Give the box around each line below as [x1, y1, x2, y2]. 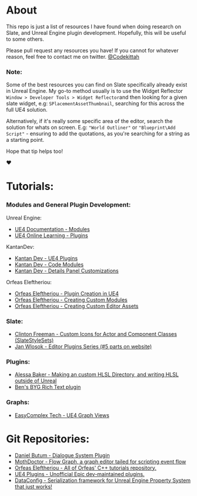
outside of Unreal [14, 377, 57, 384]
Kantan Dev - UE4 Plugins [14, 254, 78, 262]
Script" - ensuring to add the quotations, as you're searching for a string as [6, 130, 190, 137]
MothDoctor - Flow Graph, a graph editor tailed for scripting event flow [14, 458, 186, 465]
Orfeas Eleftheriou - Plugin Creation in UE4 [14, 289, 119, 297]
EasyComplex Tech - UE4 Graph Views [14, 411, 110, 418]
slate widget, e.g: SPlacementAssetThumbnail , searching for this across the [6, 100, 185, 107]
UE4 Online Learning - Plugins [14, 232, 88, 239]
